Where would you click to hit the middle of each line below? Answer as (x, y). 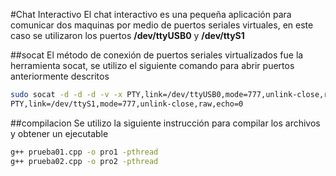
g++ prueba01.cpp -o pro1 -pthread (84, 152)
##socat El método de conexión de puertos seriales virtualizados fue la (157, 55)
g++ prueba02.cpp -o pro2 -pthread (84, 161)
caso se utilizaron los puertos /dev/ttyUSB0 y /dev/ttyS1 (127, 35)
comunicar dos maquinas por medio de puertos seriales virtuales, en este (162, 25)
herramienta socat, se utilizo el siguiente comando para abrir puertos (152, 65)
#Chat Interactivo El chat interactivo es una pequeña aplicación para (151, 14)
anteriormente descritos (60, 76)
